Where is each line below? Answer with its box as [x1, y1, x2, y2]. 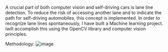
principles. [5, 31, 27, 37]
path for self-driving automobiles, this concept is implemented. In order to [5, 15, 160, 21]
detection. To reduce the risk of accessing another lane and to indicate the [5, 10, 162, 16]
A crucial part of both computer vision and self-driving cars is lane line [5, 5, 153, 10]
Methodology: [5, 41, 35, 47]
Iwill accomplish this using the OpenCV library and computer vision [5, 26, 146, 32]
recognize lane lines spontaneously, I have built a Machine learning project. [5, 20, 163, 26]
